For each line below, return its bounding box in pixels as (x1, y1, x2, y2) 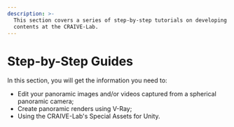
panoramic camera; (17, 97, 74, 105)
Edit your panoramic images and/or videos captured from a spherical (17, 90, 217, 98)
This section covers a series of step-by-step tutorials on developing (13, 17, 228, 24)
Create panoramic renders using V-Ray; (17, 105, 132, 113)
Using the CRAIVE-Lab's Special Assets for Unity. (17, 112, 160, 121)
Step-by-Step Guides (7, 53, 134, 69)
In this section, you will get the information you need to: (7, 76, 167, 84)
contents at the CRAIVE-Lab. (13, 23, 99, 30)
